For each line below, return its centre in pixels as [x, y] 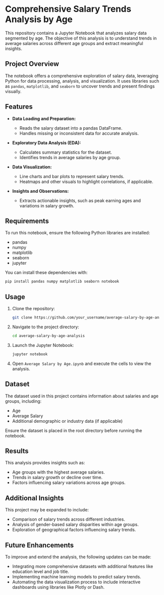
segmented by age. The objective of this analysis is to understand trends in [81, 38]
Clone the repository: [34, 309]
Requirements [27, 221]
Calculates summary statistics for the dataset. [66, 152]
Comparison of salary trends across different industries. [69, 519]
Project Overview [32, 64]
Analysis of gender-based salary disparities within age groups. [75, 525]
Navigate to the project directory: [46, 327]
